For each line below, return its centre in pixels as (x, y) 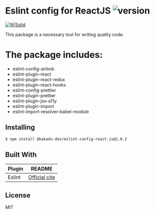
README (42, 169)
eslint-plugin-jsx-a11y (34, 101)
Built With (21, 154)
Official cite (42, 177)
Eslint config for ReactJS (58, 11)
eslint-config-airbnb (33, 68)
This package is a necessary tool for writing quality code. (65, 34)
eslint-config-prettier (34, 90)
